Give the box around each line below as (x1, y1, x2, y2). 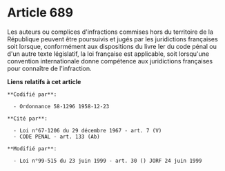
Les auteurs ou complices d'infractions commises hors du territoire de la (7, 28, 214, 36)
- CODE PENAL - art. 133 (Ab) (13, 133, 100, 140)
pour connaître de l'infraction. (7, 64, 92, 72)
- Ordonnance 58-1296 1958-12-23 (13, 103, 110, 110)
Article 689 (7, 5, 74, 21)
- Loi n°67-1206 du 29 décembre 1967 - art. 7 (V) (13, 127, 162, 134)
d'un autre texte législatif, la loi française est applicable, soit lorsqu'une (7, 50, 209, 58)
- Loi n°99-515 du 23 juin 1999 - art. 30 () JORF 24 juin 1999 (13, 157, 202, 164)
